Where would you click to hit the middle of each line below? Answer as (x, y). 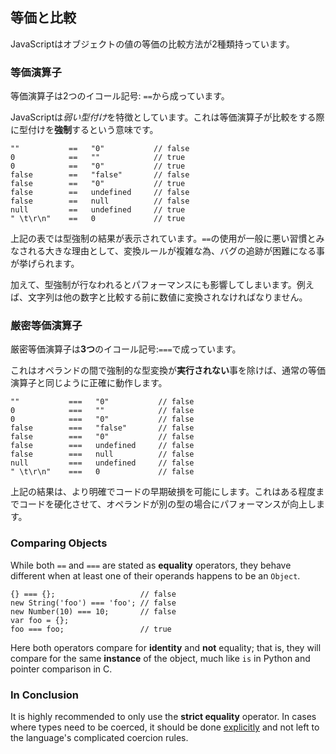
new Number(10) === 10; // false (93, 611)
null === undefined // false (102, 463)
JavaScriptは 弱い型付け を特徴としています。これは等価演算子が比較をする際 (167, 117)
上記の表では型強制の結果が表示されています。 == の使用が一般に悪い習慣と (163, 239)
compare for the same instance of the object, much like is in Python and (160, 658)
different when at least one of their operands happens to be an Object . (155, 575)
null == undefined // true (98, 210)
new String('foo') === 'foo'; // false (93, 603)
